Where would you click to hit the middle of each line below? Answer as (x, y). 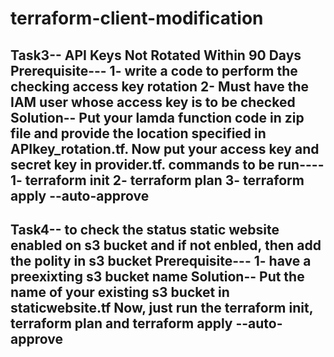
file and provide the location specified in (138, 133)
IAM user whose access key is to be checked (153, 102)
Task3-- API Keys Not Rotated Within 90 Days (156, 55)
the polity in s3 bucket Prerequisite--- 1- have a (161, 260)
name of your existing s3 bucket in (120, 292)
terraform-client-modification (137, 18)
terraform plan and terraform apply (121, 323)
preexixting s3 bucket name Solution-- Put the (157, 276)
